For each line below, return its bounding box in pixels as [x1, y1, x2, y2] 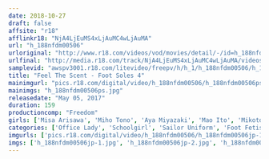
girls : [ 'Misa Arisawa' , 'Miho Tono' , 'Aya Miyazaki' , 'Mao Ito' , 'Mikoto [8, 116, 263, 124]
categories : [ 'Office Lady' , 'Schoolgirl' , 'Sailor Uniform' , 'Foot [8, 124, 242, 132]
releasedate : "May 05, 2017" [8, 94, 106, 102]
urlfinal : [8, 57, 42, 65]
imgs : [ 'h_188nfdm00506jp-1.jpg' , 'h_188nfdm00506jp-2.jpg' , [8, 138, 217, 147]
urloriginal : [8, 49, 52, 57]
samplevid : [8, 64, 45, 72]
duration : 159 [8, 101, 56, 109]
